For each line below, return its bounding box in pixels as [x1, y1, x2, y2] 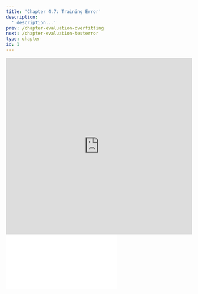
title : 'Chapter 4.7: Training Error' [6, 8, 101, 15]
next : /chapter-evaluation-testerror [6, 31, 99, 36]
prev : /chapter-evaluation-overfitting [6, 25, 104, 31]
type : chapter [6, 36, 41, 42]
